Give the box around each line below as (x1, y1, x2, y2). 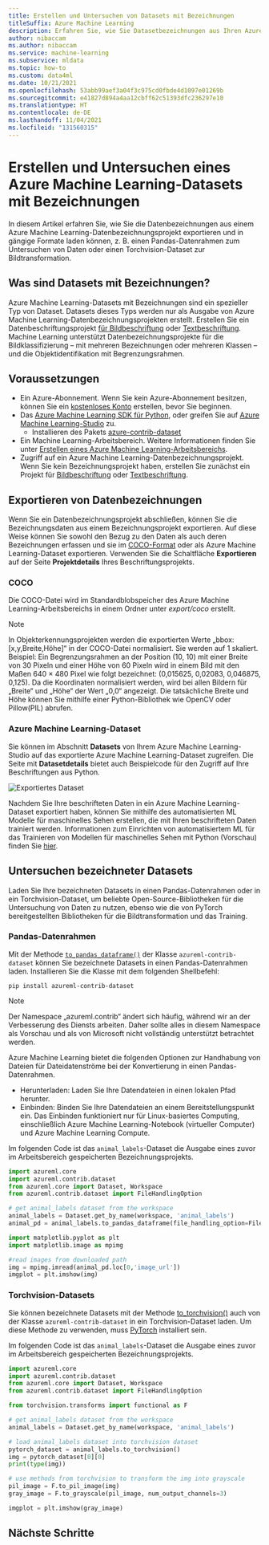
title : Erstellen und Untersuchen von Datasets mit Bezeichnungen (8, 11, 235, 20)
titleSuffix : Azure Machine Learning (8, 19, 134, 27)
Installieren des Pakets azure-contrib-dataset (31, 427, 182, 437)
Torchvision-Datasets (8, 1290, 94, 1301)
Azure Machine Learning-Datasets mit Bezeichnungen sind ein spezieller (8, 298, 248, 307)
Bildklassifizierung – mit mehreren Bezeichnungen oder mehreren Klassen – (8, 340, 258, 350)
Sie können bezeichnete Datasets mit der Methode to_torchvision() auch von (8, 1307, 261, 1317)
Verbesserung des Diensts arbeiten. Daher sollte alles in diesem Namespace (8, 1020, 261, 1030)
